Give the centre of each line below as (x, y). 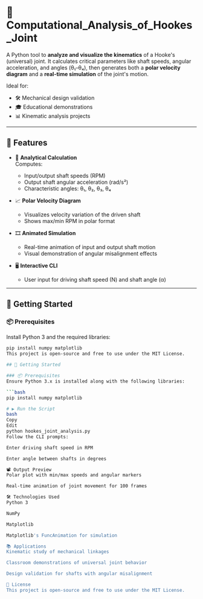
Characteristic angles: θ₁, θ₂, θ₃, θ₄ (68, 188)
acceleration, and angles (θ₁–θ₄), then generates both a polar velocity (93, 67)
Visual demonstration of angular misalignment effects (91, 253)
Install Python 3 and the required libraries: (58, 337)
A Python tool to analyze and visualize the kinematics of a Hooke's (91, 54)
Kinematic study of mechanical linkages (58, 552)
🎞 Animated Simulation (45, 233)
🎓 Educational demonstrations (54, 107)
